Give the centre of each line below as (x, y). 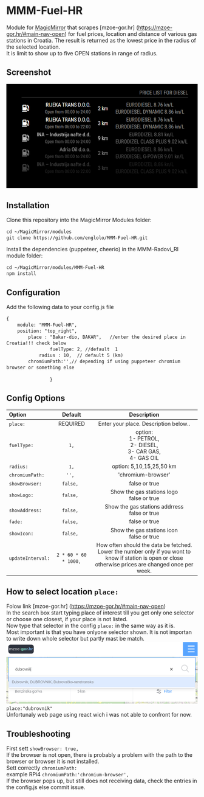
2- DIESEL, (144, 445)
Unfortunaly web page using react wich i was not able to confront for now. (99, 715)
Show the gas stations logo (144, 492)
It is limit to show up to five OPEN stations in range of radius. (82, 53)
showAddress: (25, 510)
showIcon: (21, 534)
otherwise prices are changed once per (144, 564)
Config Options (36, 398)
